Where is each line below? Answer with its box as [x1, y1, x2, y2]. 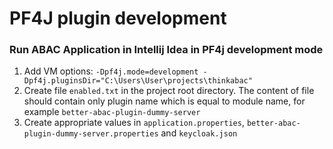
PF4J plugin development [9, 7, 227, 30]
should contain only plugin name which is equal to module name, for [23, 95, 306, 107]
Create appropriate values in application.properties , [23, 117, 245, 129]
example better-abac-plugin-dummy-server [23, 106, 201, 118]
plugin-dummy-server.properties [23, 129, 159, 139]
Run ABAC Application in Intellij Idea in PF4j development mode [9, 43, 324, 57]
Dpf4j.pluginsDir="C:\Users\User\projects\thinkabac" [23, 76, 253, 86]
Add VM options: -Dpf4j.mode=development [23, 65, 199, 77]
